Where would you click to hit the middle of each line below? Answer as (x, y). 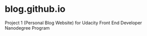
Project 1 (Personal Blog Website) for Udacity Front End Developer (73, 23)
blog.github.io (35, 9)
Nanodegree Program (27, 28)
